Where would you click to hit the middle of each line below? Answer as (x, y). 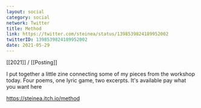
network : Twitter (28, 23)
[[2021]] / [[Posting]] (32, 62)
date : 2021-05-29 (28, 46)
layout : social (25, 12)
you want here (24, 86)
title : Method (24, 28)
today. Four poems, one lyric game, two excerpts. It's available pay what (96, 80)
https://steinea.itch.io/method (43, 98)
